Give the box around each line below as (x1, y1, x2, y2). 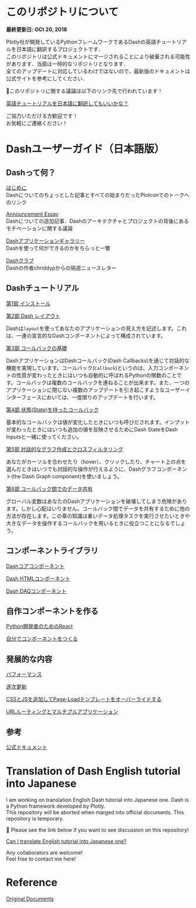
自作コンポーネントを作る (6, 606, 98, 616)
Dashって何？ (6, 168, 56, 178)
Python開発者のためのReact (6, 623, 73, 630)
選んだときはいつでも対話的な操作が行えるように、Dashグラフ (6, 465, 157, 472)
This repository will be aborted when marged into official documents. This (6, 808, 184, 815)
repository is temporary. (6, 815, 64, 822)
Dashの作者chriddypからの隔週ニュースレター (6, 264, 117, 271)
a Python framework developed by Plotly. (6, 802, 105, 810)
